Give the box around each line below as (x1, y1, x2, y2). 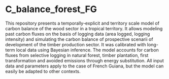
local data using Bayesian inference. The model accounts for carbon (16, 47, 159, 53)
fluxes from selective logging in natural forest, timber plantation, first (5, 52, 149, 58)
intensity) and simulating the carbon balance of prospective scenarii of (5, 36, 153, 42)
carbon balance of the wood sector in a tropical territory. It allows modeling (5, 25, 163, 31)
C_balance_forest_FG (5, 4, 97, 15)
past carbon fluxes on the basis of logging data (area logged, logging (5, 31, 150, 37)
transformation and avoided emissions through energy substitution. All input (5, 57, 164, 63)
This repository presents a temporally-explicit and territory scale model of (5, 20, 160, 26)
